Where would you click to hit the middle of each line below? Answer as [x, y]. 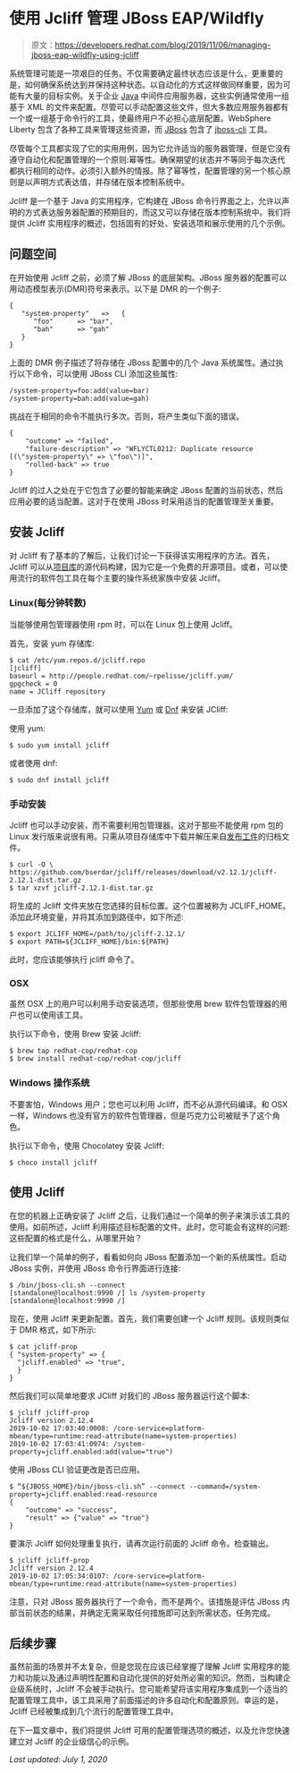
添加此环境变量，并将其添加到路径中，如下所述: [97, 917]
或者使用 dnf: [33, 763]
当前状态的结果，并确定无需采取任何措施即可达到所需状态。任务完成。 [146, 1613]
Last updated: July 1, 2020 [58, 1760]
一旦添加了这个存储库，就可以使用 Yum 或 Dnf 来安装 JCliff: [119, 709]
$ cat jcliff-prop [43, 1347]
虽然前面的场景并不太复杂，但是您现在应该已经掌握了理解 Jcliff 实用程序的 [146, 1666]
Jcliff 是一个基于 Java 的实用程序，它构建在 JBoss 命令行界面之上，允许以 [146, 200]
